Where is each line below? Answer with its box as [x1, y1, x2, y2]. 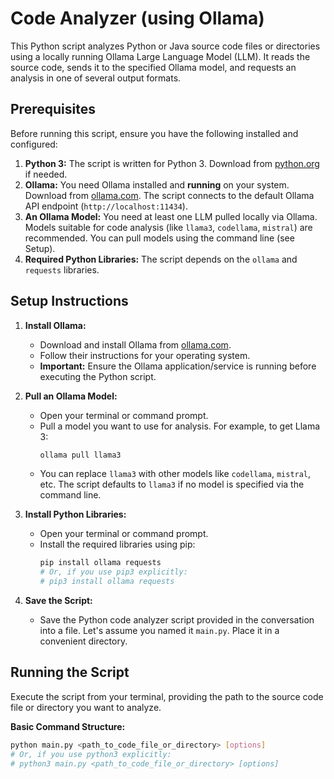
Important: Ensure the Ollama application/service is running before [39, 360, 317, 372]
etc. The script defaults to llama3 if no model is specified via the [39, 478, 305, 491]
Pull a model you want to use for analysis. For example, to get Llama [39, 420, 321, 432]
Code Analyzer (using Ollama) [10, 7, 265, 30]
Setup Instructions [10, 293, 129, 310]
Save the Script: [24, 595, 93, 607]
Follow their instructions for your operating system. [39, 349, 251, 361]
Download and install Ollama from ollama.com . [39, 338, 232, 351]
